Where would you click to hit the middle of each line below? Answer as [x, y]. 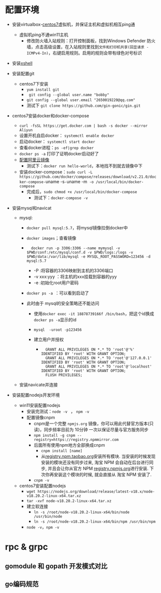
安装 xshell [22, 63]
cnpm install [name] [62, 451]
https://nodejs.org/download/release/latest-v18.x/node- [96, 491]
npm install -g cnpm [55, 435]
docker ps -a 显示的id [55, 320]
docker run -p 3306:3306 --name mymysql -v [75, 248]
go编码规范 [22, 584]
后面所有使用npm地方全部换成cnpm [69, 445]
